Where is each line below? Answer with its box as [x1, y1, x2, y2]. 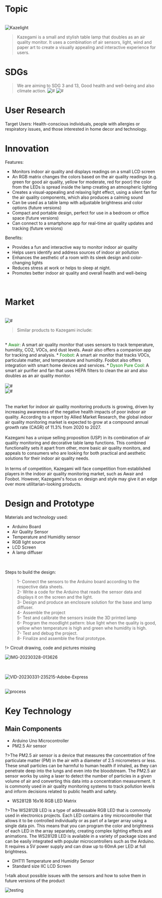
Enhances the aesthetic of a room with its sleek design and [12, 254, 130, 260]
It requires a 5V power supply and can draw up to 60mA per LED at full [5, 843, 146, 849]
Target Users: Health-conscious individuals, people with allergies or [5, 121, 140, 127]
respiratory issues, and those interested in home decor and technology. [5, 126, 147, 132]
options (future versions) [12, 205, 62, 210]
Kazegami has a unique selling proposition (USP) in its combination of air [5, 434, 150, 440]
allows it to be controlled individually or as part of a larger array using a [5, 817, 147, 823]
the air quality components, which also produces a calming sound [12, 194, 144, 200]
